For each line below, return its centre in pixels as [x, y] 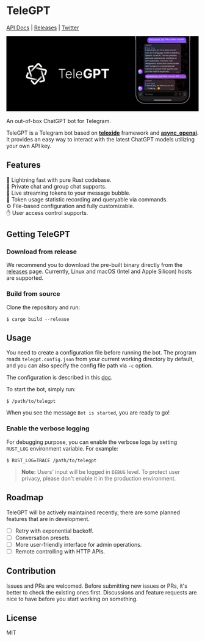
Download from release [42, 252]
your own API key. [29, 146]
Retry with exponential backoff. [54, 531]
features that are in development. [48, 519]
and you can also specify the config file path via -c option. [80, 365]
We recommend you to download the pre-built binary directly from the [95, 265]
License [22, 618]
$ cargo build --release [38, 319]
